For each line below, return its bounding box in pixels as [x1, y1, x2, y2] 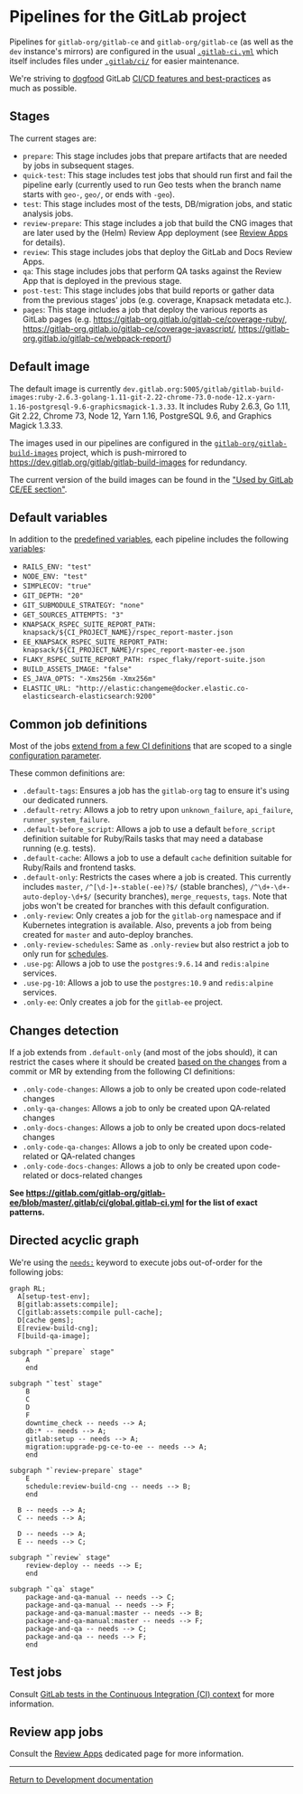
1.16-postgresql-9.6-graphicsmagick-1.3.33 [9, 402, 176, 411]
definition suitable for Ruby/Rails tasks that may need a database [22, 834, 263, 845]
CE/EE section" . [9, 484, 68, 495]
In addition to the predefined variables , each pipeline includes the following [9, 533, 289, 544]
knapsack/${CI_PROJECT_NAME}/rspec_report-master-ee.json [22, 646, 245, 655]
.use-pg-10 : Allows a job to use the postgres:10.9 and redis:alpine [22, 977, 273, 988]
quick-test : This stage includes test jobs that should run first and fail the [22, 169, 293, 180]
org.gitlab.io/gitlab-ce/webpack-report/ [22, 333, 170, 344]
